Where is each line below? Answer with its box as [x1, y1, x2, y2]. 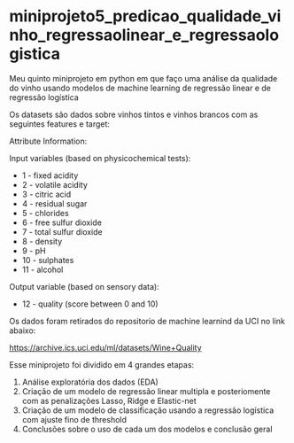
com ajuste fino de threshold [21, 414, 127, 424]
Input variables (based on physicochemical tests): [9, 152, 191, 163]
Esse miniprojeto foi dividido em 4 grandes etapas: [9, 359, 195, 369]
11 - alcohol [21, 264, 64, 275]
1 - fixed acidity [21, 170, 79, 181]
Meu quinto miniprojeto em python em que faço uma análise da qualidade [9, 73, 278, 83]
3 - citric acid [21, 189, 72, 199]
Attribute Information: [9, 136, 88, 146]
